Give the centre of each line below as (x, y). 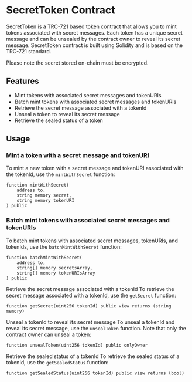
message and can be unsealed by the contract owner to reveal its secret (93, 39)
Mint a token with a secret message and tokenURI (78, 155)
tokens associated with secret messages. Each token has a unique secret (95, 32)
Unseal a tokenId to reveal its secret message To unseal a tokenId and (90, 322)
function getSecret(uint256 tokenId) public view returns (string (89, 306)
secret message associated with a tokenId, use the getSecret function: (91, 295)
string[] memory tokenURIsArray (56, 273)
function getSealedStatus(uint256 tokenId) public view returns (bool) (95, 373)
